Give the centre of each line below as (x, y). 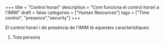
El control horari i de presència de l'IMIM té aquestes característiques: (78, 27)
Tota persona (26, 37)
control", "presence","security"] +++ (43, 18)
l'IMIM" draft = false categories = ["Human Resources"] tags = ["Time (77, 12)
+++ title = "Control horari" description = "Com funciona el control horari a (82, 7)
